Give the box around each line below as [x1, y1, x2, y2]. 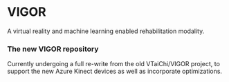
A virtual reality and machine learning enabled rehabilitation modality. [7, 27, 205, 35]
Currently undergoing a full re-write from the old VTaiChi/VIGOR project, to [7, 60, 220, 68]
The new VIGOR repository [7, 44, 99, 54]
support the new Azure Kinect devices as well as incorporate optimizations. [7, 67, 223, 76]
